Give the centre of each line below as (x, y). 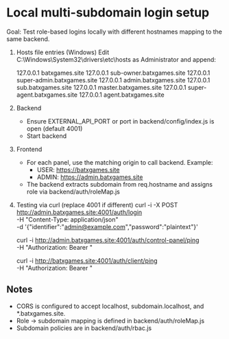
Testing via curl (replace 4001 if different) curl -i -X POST (97, 204)
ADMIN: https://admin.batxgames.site (90, 177)
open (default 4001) (55, 128)
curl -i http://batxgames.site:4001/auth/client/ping (87, 260)
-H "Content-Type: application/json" (67, 219)
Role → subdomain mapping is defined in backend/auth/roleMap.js (110, 320)
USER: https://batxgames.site (78, 169)
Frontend (29, 149)
